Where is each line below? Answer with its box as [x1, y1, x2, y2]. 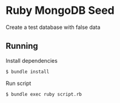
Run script [5, 80, 32, 87]
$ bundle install [5, 69, 50, 75]
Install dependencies [5, 57, 58, 64]
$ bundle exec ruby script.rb [5, 91, 82, 97]
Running [5, 41, 39, 51]
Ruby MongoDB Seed [5, 4, 115, 17]
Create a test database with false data [5, 23, 101, 31]
